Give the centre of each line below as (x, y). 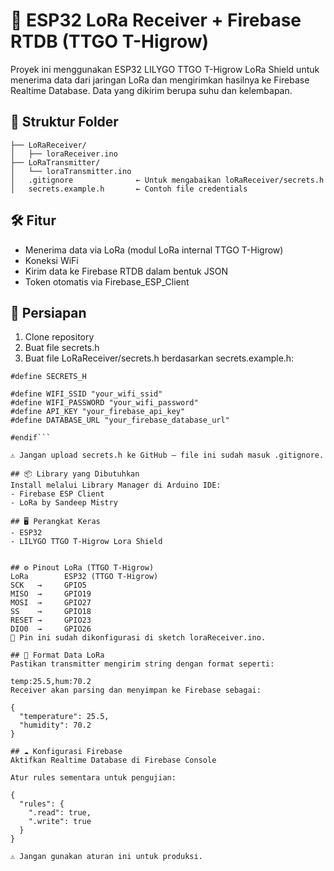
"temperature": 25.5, (64, 717)
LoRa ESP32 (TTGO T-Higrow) (84, 577)
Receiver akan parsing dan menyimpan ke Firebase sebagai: (136, 690)
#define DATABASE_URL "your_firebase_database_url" (120, 420)
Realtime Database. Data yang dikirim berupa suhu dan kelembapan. (151, 90)
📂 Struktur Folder (64, 122)
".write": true (60, 822)
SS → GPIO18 (51, 612)
